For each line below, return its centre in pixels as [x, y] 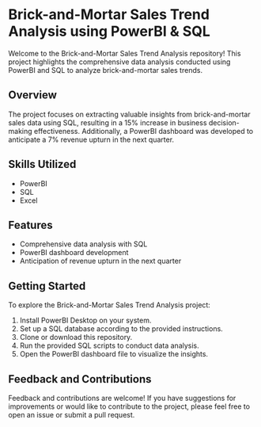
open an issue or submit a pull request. [72, 415]
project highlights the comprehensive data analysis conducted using [119, 62]
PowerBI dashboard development [74, 253]
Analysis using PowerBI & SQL [110, 31]
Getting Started [47, 286]
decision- [224, 122]
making [21, 131]
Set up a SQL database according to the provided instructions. [121, 329]
